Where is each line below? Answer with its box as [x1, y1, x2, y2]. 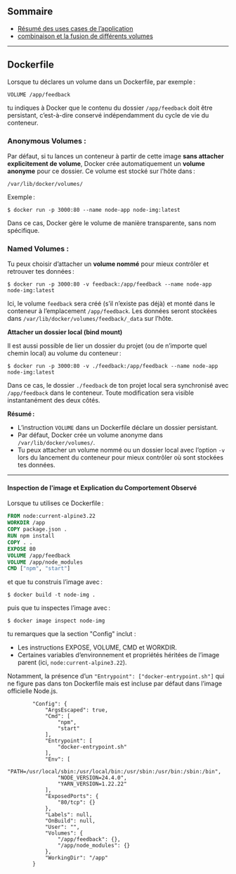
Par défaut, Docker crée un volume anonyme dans [17, 431, 164, 439]
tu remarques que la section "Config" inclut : [7, 630, 136, 638]
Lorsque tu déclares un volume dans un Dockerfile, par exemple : [7, 77, 195, 86]
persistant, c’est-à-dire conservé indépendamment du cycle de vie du [7, 110, 209, 119]
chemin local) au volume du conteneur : [7, 349, 122, 357]
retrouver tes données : [7, 267, 75, 276]
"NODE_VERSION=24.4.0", [57, 774, 128, 782]
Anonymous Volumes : [7, 136, 86, 146]
